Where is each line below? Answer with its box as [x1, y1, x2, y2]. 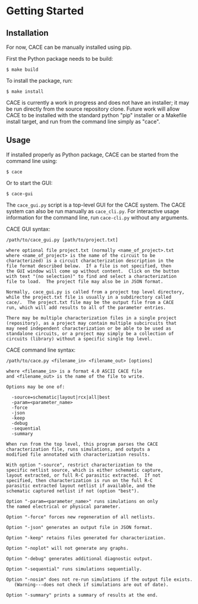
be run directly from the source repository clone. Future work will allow [6, 105, 180, 112]
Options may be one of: [6, 384, 65, 390]
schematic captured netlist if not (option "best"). [6, 488, 140, 494]
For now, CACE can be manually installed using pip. [6, 43, 132, 51]
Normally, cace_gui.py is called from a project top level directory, [6, 289, 185, 295]
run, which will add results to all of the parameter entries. [6, 305, 166, 311]
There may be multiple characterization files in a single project [6, 315, 177, 321]
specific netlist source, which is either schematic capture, [6, 467, 164, 473]
